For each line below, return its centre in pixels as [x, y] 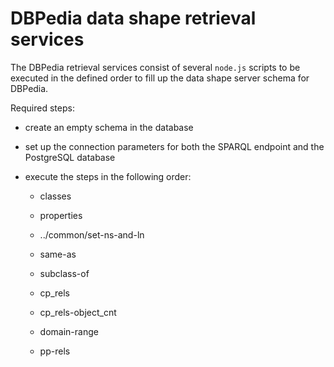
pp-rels [55, 351]
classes [55, 196]
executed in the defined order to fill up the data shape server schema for [160, 78]
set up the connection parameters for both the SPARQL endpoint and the [174, 146]
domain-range [69, 331]
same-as [58, 254]
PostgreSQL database [70, 157]
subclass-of [64, 273]
